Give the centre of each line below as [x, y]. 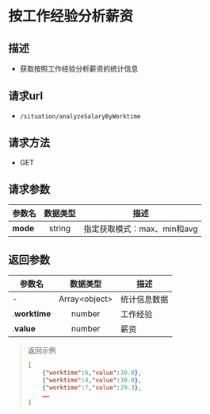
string [60, 229]
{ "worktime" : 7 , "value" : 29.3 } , [92, 387]
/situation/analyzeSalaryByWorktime [80, 116]
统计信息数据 [144, 300]
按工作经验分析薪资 [71, 16]
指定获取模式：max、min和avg [141, 229]
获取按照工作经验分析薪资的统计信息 [79, 69]
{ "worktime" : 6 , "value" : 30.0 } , [92, 373]
